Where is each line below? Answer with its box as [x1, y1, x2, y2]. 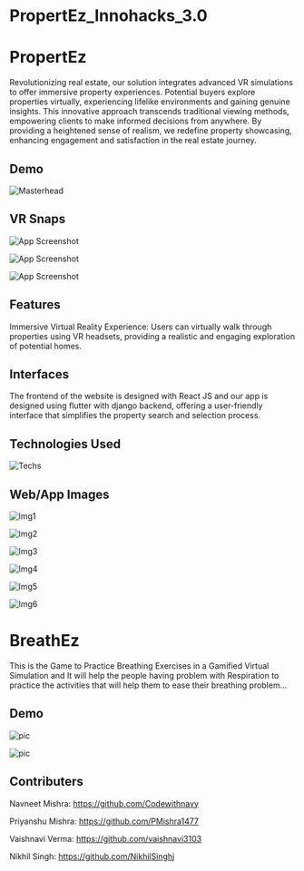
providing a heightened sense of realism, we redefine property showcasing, [9, 125, 292, 136]
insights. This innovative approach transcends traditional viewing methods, [9, 106, 289, 117]
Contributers [9, 774, 84, 789]
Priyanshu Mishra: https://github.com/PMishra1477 [9, 816, 200, 827]
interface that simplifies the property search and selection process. [9, 410, 261, 421]
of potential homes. [9, 340, 83, 351]
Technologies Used [9, 436, 121, 452]
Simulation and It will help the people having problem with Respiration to [9, 670, 279, 680]
